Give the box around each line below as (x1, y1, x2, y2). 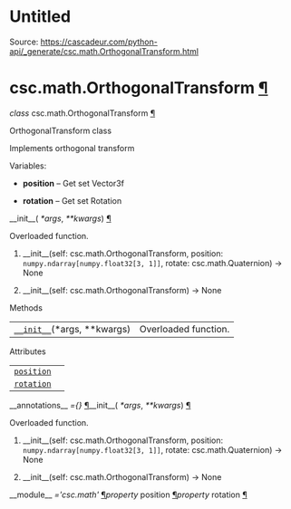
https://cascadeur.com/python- (40, 36, 159, 47)
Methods (9, 302, 44, 313)
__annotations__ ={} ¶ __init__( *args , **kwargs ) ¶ (9, 399, 191, 410)
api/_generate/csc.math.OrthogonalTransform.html (9, 45, 199, 56)
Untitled (9, 6, 72, 27)
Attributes (9, 346, 47, 357)
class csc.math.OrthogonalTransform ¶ (9, 107, 156, 119)
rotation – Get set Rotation (22, 195, 122, 206)
